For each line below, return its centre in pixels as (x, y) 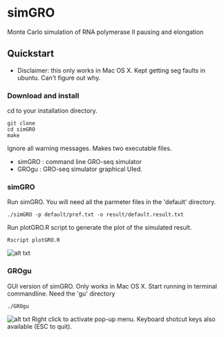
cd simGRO (21, 129)
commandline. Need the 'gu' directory (61, 293)
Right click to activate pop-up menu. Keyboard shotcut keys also (124, 319)
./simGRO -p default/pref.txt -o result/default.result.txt (96, 215)
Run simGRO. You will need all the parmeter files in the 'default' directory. (112, 202)
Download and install (43, 95)
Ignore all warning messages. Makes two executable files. (90, 148)
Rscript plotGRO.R (34, 240)
